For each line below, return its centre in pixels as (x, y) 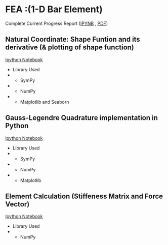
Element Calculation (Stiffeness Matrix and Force (84, 196)
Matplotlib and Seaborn (45, 102)
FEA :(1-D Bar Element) (54, 9)
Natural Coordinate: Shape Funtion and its (73, 39)
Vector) (17, 204)
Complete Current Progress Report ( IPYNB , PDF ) (56, 23)
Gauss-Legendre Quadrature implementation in (82, 118)
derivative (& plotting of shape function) (70, 48)
